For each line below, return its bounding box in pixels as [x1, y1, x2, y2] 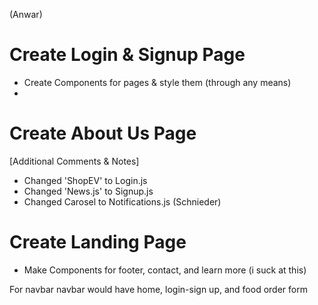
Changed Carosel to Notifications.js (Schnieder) [23, 195, 222, 208]
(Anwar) [9, 9, 43, 20]
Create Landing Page [9, 231, 187, 254]
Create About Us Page [9, 122, 197, 145]
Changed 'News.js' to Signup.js [23, 185, 154, 197]
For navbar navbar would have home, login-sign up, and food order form [9, 283, 308, 295]
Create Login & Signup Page [9, 44, 246, 66]
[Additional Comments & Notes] [9, 155, 140, 167]
